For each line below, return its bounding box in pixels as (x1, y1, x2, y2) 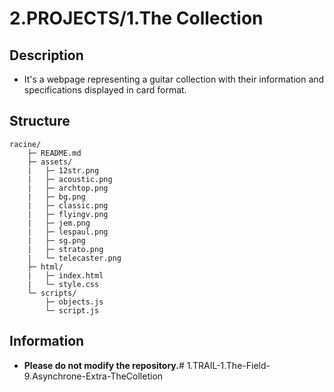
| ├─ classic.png (27, 200, 109, 211)
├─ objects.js (45, 297, 104, 307)
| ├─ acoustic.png (27, 174, 113, 184)
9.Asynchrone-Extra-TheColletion (23, 370, 164, 382)
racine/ (9, 139, 42, 149)
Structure (9, 113, 71, 130)
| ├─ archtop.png (27, 183, 109, 193)
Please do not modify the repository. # (23, 359, 185, 371)
